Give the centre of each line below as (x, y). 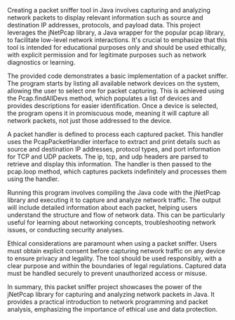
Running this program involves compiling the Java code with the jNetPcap (114, 193)
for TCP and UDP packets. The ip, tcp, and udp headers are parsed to (108, 156)
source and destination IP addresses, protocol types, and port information (114, 149)
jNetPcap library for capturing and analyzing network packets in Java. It (111, 294)
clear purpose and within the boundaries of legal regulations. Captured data (117, 266)
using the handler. (33, 179)
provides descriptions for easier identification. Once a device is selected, (113, 106)
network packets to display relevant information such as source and (105, 18)
